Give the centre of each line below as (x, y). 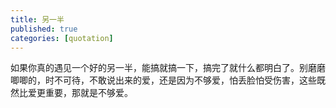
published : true (44, 29)
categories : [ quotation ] (62, 38)
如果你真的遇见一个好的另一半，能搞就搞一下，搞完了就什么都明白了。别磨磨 (168, 68)
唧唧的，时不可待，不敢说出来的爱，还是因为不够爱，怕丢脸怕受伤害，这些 (163, 80)
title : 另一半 (37, 19)
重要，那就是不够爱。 (88, 93)
